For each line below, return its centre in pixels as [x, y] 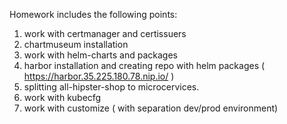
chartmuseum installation [76, 44]
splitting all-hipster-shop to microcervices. [111, 87]
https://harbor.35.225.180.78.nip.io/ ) [99, 76]
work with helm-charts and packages [100, 55]
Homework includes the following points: [93, 14]
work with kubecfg [62, 97]
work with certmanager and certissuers [105, 33]
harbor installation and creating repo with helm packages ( [144, 65]
